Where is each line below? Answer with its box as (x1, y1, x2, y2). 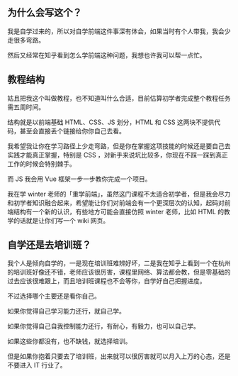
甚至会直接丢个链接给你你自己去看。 (19, 126, 125, 135)
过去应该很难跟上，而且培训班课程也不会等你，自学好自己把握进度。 (7, 277, 206, 285)
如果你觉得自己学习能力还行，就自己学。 (7, 307, 125, 316)
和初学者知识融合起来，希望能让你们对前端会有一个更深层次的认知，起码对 (7, 198, 225, 207)
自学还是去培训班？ (7, 239, 91, 251)
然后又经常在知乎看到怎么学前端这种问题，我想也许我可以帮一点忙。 (7, 50, 206, 59)
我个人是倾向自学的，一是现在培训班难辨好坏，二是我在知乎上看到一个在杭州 (7, 259, 231, 267)
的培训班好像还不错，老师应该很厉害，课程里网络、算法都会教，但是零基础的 (7, 268, 231, 277)
